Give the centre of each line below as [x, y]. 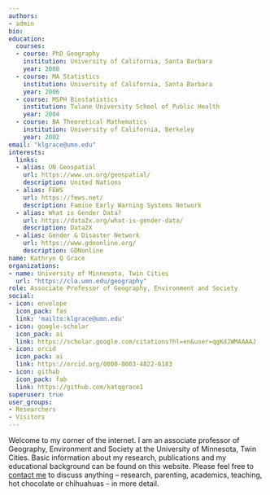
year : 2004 [41, 115]
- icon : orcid [33, 349]
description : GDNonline [63, 251]
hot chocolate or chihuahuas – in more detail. [84, 484]
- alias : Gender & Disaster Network [78, 236]
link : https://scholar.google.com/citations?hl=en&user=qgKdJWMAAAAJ [136, 342]
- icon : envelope [38, 304]
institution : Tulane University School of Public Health [122, 107]
